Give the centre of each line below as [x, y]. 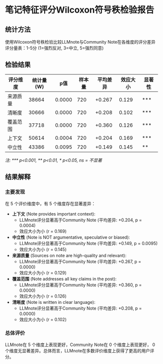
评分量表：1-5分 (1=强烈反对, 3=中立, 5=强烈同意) [54, 48]
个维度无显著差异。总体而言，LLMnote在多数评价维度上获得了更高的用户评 [80, 350]
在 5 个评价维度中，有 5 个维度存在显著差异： [50, 203]
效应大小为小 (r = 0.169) [43, 231]
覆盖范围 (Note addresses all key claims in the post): [64, 279]
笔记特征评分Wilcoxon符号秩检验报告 [80, 10]
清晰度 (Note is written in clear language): [54, 302]
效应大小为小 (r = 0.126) [43, 296]
